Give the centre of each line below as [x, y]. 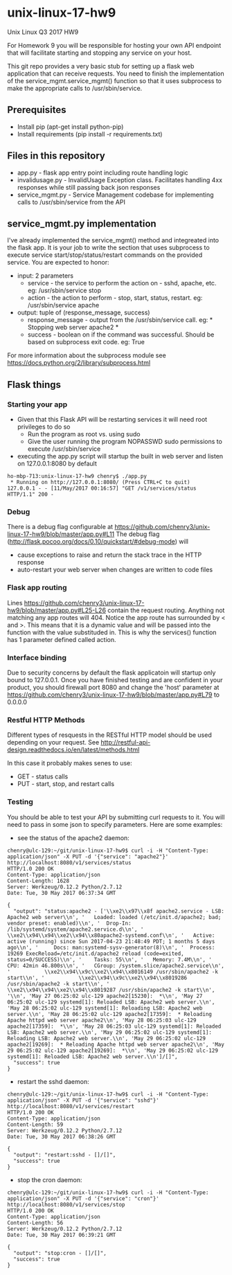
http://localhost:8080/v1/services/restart [71, 1106]
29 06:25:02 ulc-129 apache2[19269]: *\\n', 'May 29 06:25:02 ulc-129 [113, 1051]
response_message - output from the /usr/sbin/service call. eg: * [120, 320]
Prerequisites [37, 110]
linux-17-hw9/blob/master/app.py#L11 [61, 534]
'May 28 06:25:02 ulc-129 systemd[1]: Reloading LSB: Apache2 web [105, 1008]
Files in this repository [56, 156]
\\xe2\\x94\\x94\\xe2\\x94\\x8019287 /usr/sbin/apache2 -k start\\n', [111, 990]
